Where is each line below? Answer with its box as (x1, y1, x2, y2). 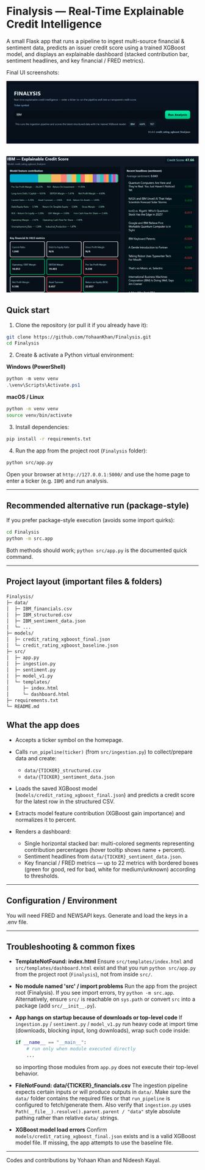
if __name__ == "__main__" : (15, 1039, 87, 1045)
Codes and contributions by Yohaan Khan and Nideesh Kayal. (6, 1156, 161, 1164)
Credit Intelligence (6, 17, 102, 31)
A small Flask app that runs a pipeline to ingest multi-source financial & (6, 37, 185, 45)
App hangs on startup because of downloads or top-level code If (15, 1014, 183, 1021)
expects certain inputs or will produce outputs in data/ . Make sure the (15, 1088, 191, 1096)
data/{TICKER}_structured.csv (24, 768, 102, 774)
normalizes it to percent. (15, 816, 77, 823)
